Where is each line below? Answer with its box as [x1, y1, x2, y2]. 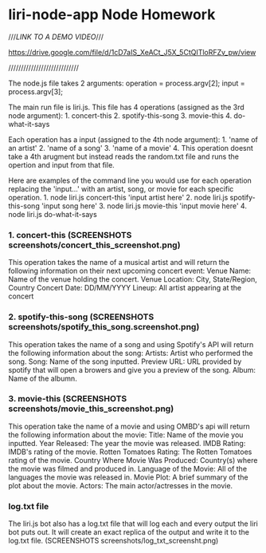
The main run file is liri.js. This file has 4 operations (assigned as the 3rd [8, 102, 244, 112]
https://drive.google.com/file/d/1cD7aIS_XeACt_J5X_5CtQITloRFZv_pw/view [8, 47, 256, 57]
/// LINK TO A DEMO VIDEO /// [8, 32, 104, 41]
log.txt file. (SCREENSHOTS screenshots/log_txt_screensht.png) [8, 536, 219, 546]
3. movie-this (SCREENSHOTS [8, 393, 127, 405]
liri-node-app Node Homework [8, 6, 216, 24]
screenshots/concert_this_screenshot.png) [8, 239, 181, 251]
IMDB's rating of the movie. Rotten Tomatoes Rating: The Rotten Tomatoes [8, 447, 252, 456]
